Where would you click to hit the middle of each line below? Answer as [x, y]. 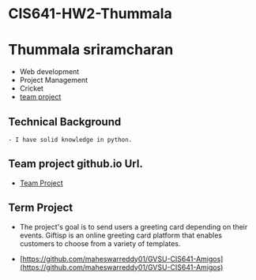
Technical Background [65, 122]
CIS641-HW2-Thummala [90, 14]
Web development [49, 72]
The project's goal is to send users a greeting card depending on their [134, 226]
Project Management [54, 80]
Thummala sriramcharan [91, 50]
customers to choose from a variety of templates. [100, 243]
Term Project [41, 208]
